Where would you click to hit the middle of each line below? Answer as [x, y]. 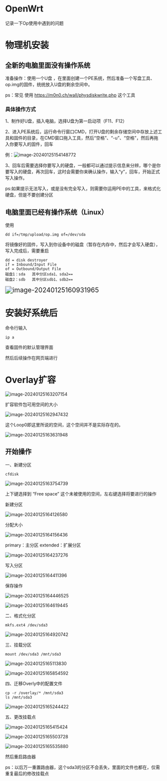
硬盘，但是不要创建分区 [29, 195]
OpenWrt [24, 9]
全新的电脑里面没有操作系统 [48, 65]
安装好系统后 [32, 313]
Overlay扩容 [31, 380]
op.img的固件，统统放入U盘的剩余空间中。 [49, 84]
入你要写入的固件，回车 [29, 144]
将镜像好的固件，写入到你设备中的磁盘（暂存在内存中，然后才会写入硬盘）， [83, 244]
